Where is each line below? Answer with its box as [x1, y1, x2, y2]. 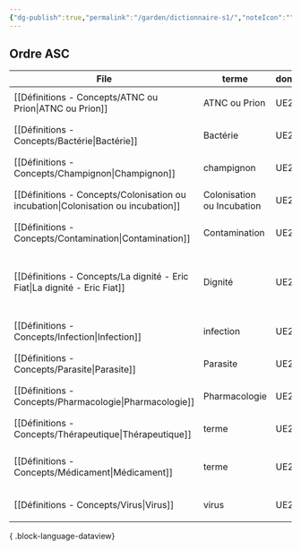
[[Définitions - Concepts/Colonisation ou [13, 189, 186, 202]
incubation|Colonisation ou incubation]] [13, 200, 181, 212]
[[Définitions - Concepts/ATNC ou [13, 91, 159, 104]
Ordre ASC [9, 47, 70, 62]
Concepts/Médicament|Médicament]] [13, 467, 173, 479]
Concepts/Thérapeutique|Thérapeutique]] [13, 428, 192, 441]
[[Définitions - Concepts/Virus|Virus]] [13, 499, 175, 511]
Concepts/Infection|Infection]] [13, 331, 142, 343]
